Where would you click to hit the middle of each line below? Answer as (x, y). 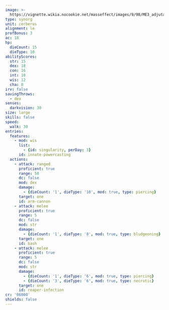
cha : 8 (17, 84)
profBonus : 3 (19, 33)
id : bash (28, 243)
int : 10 (18, 75)
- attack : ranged (32, 164)
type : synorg (19, 19)
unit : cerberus (21, 24)
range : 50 (29, 173)
